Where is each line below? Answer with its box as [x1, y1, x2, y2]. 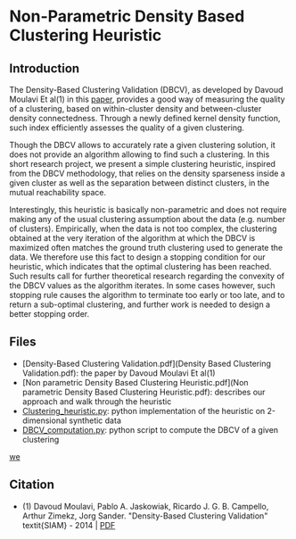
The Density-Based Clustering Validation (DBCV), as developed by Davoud [9, 85, 284, 95]
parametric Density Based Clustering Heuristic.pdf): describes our [21, 386, 266, 397]
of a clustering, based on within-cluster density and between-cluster [9, 104, 262, 113]
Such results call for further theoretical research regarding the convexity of [9, 270, 285, 281]
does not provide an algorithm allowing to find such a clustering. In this [9, 149, 270, 160]
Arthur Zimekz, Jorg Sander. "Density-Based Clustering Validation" [21, 510, 268, 521]
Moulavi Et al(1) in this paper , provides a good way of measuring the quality [9, 94, 285, 104]
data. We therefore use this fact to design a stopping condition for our [9, 252, 266, 262]
